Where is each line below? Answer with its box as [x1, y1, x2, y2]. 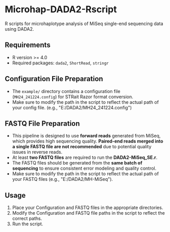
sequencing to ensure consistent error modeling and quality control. [12, 165, 157, 172]
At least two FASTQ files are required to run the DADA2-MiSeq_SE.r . [12, 154, 158, 160]
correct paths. [12, 216, 42, 222]
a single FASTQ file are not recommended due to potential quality [12, 144, 152, 150]
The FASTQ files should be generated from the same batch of [12, 160, 142, 166]
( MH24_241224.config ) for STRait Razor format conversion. [12, 94, 134, 100]
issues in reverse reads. [12, 149, 62, 155]
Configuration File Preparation [5, 75, 103, 83]
